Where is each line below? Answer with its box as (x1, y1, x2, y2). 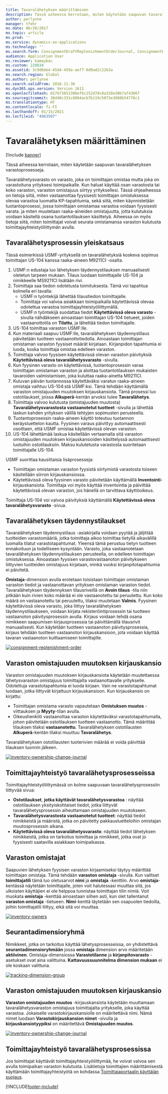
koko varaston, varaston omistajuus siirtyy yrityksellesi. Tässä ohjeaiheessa (5, 187, 161, 193)
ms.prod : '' (5, 35, 30, 40)
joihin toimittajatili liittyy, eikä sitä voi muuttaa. (5, 904, 100, 910)
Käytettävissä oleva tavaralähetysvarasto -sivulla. (12, 357, 119, 363)
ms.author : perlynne (5, 77, 49, 82)
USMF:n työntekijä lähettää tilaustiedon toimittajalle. (20, 293, 127, 299)
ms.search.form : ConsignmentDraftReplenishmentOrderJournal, (5, 49, 136, 54)
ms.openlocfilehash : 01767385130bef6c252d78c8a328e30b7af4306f (5, 91, 140, 96)
